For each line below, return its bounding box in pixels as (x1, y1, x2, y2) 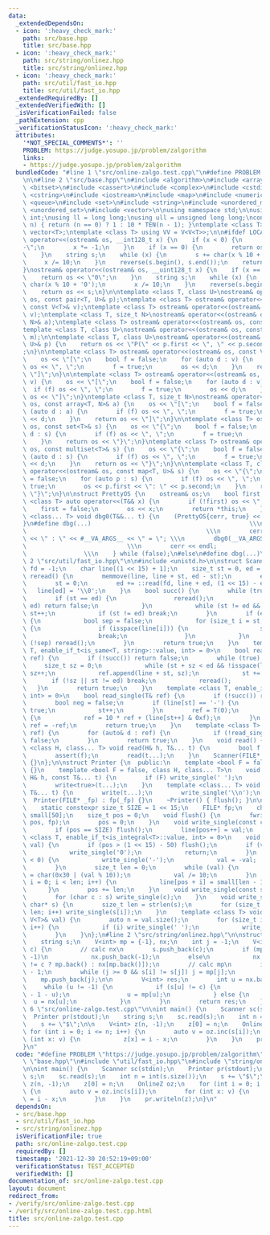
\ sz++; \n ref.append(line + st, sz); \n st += (22, 669, 261, 677)
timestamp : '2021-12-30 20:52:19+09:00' (15, 1155, 153, 1163)
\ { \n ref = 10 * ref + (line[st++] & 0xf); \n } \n (22, 714, 261, 722)
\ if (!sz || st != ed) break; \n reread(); (22, 677, 231, 685)
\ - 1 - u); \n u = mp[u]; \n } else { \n (22, 990, 250, 999)
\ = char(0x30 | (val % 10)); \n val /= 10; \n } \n (22, 871, 257, 879)
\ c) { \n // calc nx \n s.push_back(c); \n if (22, 946, 250, 954)
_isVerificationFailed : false (15, 109, 117, 117)
